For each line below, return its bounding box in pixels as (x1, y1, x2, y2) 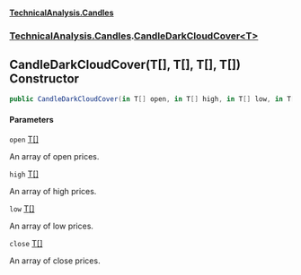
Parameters (9, 114, 54, 125)
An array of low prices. (9, 220, 94, 232)
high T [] (9, 168, 39, 179)
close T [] (9, 238, 43, 249)
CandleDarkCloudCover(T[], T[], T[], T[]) (9, 56, 241, 72)
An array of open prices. (9, 151, 100, 162)
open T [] (9, 134, 39, 145)
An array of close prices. (9, 255, 101, 266)
